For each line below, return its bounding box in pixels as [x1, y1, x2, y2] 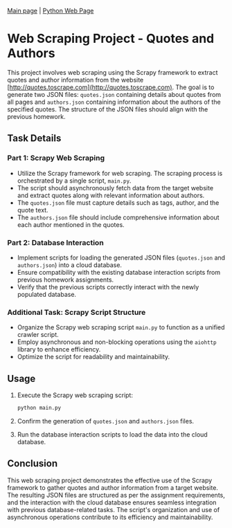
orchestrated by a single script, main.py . [17, 176, 132, 185]
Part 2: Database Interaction [7, 237, 104, 247]
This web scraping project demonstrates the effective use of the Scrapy [7, 476, 213, 484]
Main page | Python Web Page [7, 7, 94, 15]
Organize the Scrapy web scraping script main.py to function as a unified [17, 323, 225, 331]
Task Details [7, 132, 62, 145]
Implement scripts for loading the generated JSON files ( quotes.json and [17, 253, 226, 262]
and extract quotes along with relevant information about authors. [17, 191, 205, 199]
